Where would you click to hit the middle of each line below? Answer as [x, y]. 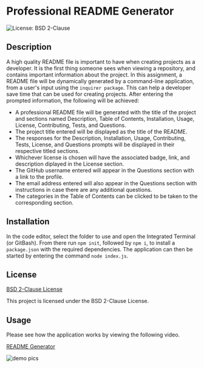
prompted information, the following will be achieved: [73, 100]
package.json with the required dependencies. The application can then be [100, 249]
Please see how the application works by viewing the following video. [93, 335]
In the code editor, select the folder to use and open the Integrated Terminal [101, 236]
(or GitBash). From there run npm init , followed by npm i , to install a [91, 243]
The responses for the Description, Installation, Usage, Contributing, [100, 138]
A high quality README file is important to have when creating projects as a [101, 61]
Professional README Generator [90, 11]
